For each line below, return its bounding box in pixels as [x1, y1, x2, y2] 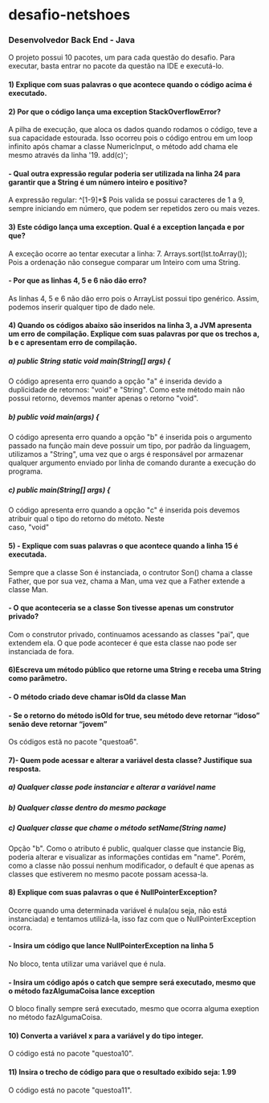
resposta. [8, 764, 42, 773]
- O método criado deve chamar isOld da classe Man [8, 691, 186, 702]
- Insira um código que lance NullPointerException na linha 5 [8, 941, 214, 951]
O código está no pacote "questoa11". [8, 1085, 132, 1095]
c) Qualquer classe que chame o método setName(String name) [8, 823, 226, 833]
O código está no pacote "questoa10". [8, 1049, 134, 1059]
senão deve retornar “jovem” [8, 719, 108, 728]
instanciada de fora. [8, 646, 75, 656]
